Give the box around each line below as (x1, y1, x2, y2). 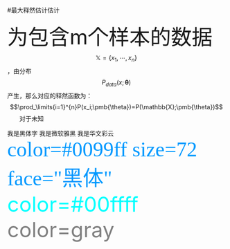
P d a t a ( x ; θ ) (101, 78, 132, 88)
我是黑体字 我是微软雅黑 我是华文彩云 (7, 130, 114, 137)
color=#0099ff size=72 (7, 137, 197, 161)
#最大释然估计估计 (7, 6, 60, 14)
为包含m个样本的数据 (7, 24, 213, 50)
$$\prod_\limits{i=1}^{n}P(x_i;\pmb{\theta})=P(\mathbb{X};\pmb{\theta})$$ (10, 102, 223, 111)
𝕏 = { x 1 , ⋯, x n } (96, 54, 137, 64)
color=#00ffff (7, 191, 139, 217)
